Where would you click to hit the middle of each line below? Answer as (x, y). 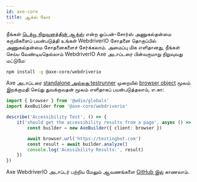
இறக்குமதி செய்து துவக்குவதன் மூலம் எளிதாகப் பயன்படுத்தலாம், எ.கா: (85, 90)
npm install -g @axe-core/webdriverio (54, 71)
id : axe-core (22, 12)
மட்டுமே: (16, 60)
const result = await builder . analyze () (78, 144)
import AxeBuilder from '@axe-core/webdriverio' (67, 106)
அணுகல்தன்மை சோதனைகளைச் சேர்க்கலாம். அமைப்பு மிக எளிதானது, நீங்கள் (93, 47)
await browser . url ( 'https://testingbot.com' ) (84, 139)
